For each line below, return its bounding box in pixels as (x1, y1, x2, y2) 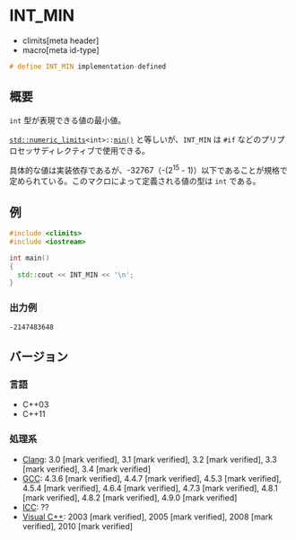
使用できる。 (102, 145, 150, 155)
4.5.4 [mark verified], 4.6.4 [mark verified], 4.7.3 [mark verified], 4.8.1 (22, 482, 278, 493)
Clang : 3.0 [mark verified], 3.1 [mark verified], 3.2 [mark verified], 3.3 (22, 454, 277, 465)
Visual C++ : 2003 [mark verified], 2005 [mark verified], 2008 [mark (22, 511, 274, 522)
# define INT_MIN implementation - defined (9, 62, 167, 71)
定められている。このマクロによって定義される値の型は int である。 (9, 176, 261, 187)
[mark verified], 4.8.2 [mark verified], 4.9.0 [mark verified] (22, 491, 238, 503)
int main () (9, 253, 50, 262)
